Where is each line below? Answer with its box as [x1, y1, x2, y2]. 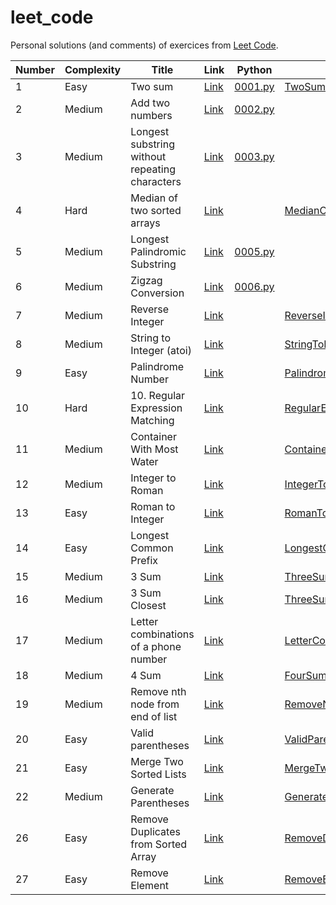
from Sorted [130, 837, 188, 851]
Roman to [130, 499, 176, 513]
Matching [130, 413, 175, 427]
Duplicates [130, 824, 181, 838]
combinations [130, 627, 195, 641]
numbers [130, 108, 173, 122]
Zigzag [130, 273, 163, 287]
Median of [130, 191, 178, 205]
